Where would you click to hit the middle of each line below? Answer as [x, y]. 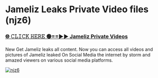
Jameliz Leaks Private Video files [77, 9]
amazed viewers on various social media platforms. [59, 60]
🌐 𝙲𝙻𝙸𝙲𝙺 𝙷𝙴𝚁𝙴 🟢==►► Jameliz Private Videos [67, 37]
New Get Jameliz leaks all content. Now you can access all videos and [79, 49]
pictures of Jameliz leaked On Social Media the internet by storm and [78, 55]
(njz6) [18, 20]
